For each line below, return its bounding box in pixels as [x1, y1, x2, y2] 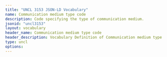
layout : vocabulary [5, 26, 46, 31]
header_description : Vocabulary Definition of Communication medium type [5, 35, 162, 40]
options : [5, 44, 23, 49]
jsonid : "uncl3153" [5, 21, 46, 26]
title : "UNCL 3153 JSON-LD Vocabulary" [5, 7, 88, 12]
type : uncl [5, 40, 28, 45]
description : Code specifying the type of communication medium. [5, 16, 144, 21]
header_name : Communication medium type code [5, 30, 101, 35]
